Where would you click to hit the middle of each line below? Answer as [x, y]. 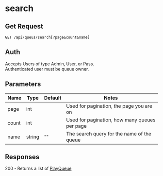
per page [76, 126]
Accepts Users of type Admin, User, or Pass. [50, 64]
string [33, 137]
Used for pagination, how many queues [111, 120]
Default [53, 98]
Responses [22, 157]
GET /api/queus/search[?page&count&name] [48, 37]
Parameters [23, 84]
